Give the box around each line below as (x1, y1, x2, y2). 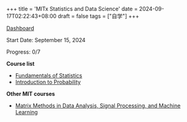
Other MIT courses (6, 90, 55, 97)
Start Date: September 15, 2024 (6, 37, 86, 43)
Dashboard (6, 24, 35, 32)
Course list (6, 60, 35, 67)
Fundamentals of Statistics (15, 72, 82, 79)
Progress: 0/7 (6, 48, 41, 56)
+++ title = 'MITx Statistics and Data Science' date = (6, 5, 138, 12)
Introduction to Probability (15, 79, 81, 85)
